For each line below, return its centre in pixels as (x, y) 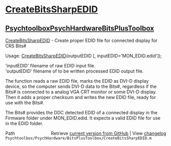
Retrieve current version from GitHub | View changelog (108, 133)
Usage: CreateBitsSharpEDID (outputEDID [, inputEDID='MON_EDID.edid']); (84, 56)
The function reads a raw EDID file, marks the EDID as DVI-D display (77, 81)
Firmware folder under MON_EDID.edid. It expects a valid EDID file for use (83, 118)
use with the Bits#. (25, 103)
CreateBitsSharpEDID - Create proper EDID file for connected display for (81, 40)
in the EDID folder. (24, 123)
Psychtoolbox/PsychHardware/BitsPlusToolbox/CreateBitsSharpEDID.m (79, 138)
